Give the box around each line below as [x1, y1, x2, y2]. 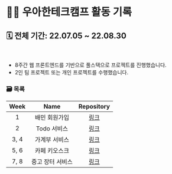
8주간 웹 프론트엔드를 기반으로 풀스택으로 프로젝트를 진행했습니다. [14, 61, 167, 68]
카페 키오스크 [34, 147, 70, 155]
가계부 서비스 [34, 136, 70, 144]
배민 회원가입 [34, 113, 70, 122]
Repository [78, 103, 111, 111]
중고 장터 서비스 [31, 157, 73, 166]
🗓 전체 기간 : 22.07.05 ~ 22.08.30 [6, 31, 127, 41]
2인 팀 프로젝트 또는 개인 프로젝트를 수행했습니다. [14, 69, 129, 75]
